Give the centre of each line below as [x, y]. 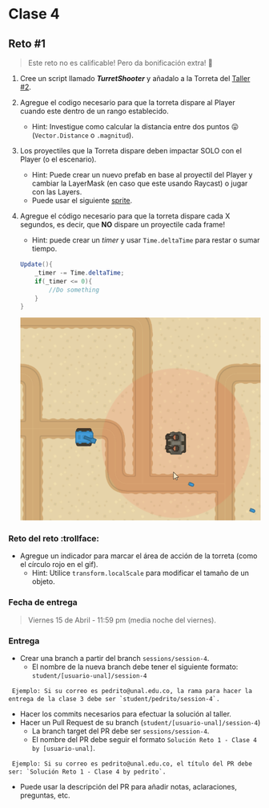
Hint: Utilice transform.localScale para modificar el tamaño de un [141, 573]
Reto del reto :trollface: [54, 538]
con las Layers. [57, 192]
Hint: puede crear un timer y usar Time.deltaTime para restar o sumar [146, 240]
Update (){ [36, 264]
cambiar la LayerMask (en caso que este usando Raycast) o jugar [140, 183]
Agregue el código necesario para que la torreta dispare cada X [125, 216]
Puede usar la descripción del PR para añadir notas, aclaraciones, [128, 786]
